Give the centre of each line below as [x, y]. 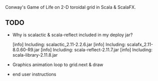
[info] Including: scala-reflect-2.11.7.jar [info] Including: [96, 50]
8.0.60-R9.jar [26, 50]
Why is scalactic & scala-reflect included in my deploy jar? [72, 35]
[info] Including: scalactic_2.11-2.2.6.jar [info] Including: [69, 44]
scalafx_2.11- [140, 44]
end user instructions [34, 74]
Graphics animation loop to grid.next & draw [58, 65]
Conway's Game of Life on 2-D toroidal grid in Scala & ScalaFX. [70, 7]
